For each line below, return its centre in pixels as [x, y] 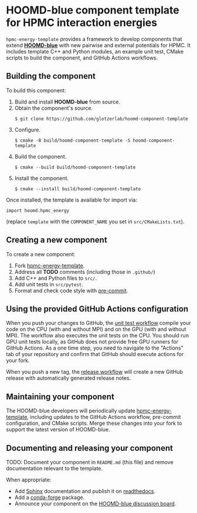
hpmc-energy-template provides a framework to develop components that [94, 39]
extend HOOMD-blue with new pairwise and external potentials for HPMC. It [98, 45]
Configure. [28, 129]
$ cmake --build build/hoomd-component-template [75, 167]
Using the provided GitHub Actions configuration [97, 309]
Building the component [51, 76]
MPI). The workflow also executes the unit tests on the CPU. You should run [98, 336]
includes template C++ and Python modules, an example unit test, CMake [95, 51]
